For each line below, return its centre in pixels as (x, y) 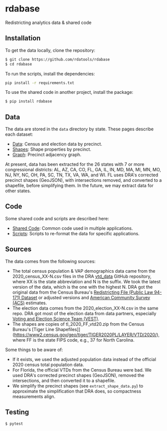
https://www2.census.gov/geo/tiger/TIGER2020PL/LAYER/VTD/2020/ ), (87, 335)
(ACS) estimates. (30, 303)
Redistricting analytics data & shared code (48, 22)
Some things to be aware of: (34, 350)
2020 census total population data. (48, 365)
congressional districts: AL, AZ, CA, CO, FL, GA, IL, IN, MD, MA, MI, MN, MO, (83, 170)
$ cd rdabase (19, 64)
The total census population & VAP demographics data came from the (84, 271)
